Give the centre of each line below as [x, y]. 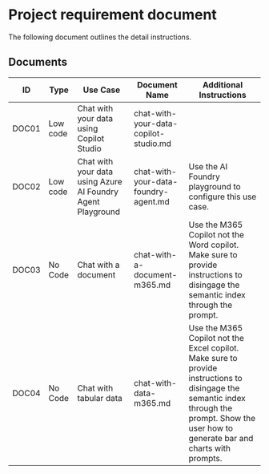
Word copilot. [214, 245]
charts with [209, 448]
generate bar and [221, 438]
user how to [211, 428]
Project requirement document [113, 15]
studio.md [153, 144]
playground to [215, 186]
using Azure [100, 181]
